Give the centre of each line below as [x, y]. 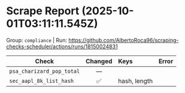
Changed [99, 61]
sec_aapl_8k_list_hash [41, 81]
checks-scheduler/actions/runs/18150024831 [62, 46]
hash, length [136, 80]
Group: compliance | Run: [37, 40]
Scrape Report [43, 11]
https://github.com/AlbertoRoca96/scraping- [124, 40]
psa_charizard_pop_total [45, 71]
